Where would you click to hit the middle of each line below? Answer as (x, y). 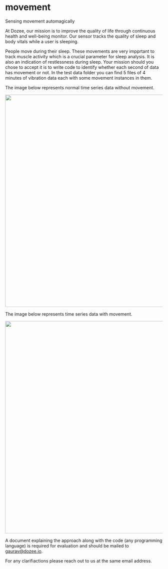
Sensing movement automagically (40, 21)
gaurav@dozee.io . (24, 551)
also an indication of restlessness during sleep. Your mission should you (79, 62)
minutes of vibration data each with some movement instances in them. (79, 78)
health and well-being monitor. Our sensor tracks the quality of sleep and (80, 36)
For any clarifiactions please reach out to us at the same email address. (79, 560)
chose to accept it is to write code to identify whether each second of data (82, 67)
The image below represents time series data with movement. (69, 314)
